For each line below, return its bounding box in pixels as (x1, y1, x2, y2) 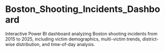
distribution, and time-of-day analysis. (16, 41, 96, 47)
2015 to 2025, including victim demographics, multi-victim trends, (5, 36, 142, 42)
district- (142, 36, 159, 42)
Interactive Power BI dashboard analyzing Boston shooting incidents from (5, 30, 157, 36)
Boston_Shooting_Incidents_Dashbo (5, 3, 160, 15)
